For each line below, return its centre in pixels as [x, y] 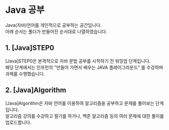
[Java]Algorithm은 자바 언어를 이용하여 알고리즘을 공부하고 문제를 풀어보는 [80, 103]
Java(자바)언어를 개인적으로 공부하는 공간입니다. [53, 25]
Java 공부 [25, 10]
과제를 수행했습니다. [25, 74]
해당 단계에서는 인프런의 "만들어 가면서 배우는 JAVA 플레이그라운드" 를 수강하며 [84, 67]
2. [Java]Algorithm [36, 90]
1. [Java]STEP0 [30, 48]
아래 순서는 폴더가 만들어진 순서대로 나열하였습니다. [56, 31]
